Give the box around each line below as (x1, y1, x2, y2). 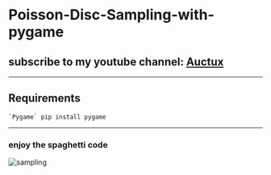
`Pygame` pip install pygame (8, 113, 106, 121)
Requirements (8, 91, 81, 106)
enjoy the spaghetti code (8, 139, 108, 150)
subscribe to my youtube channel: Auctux (8, 55, 224, 69)
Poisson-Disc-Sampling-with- (8, 6, 215, 24)
